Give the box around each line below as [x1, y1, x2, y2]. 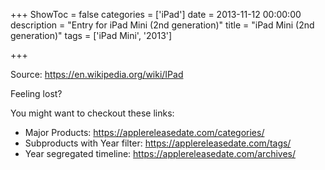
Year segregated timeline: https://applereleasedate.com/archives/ [24, 148, 296, 159]
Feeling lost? [10, 88, 63, 99]
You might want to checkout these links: [10, 107, 175, 119]
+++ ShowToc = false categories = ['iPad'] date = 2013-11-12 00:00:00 [10, 9, 302, 20]
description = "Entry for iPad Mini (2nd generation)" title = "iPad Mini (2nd [10, 19, 315, 31]
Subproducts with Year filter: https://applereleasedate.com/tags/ [24, 137, 292, 149]
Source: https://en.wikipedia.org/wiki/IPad [10, 69, 184, 80]
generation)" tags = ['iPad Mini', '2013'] [10, 30, 173, 41]
